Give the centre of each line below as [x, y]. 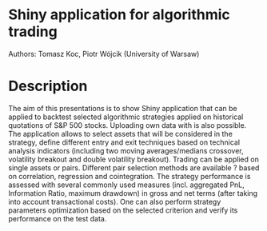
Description [48, 86]
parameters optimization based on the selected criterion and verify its [123, 210]
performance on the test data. [58, 218]
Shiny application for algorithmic [119, 15]
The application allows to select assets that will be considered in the [121, 133]
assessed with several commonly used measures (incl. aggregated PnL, [127, 185]
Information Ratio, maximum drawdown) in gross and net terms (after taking [133, 193]
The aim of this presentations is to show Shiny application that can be [123, 108]
